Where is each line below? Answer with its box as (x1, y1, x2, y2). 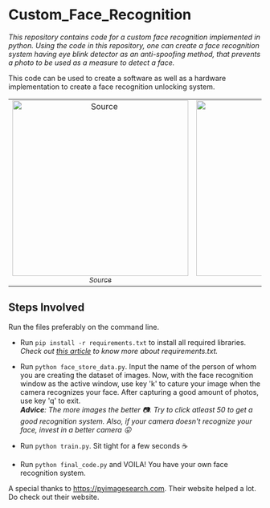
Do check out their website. (8, 492, 100, 502)
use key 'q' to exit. (19, 396, 81, 405)
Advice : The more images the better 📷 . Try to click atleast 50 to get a (19, 404, 253, 414)
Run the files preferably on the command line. (8, 322, 159, 331)
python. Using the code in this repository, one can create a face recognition (8, 40, 260, 50)
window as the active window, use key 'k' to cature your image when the (19, 379, 261, 388)
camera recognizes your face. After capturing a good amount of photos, (19, 387, 260, 396)
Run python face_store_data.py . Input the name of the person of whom (19, 361, 257, 371)
